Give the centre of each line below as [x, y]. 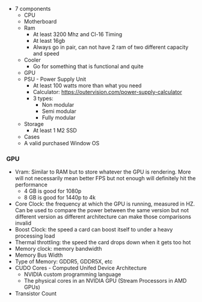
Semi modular [59, 111]
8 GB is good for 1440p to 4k [60, 198]
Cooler [32, 60]
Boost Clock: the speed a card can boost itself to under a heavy [94, 230]
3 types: [43, 98]
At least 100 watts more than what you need [87, 86]
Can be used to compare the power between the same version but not [102, 210]
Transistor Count [36, 294]
